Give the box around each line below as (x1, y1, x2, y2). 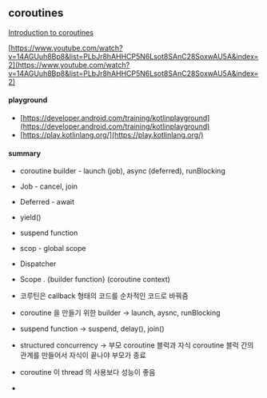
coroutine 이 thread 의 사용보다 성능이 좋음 (19, 368, 156, 377)
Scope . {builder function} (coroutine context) (19, 275, 170, 285)
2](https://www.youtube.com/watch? (8, 60, 130, 70)
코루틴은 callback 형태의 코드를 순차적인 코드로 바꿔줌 (19, 291, 189, 300)
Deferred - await (19, 197, 74, 207)
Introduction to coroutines (8, 27, 94, 37)
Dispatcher (19, 259, 57, 269)
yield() (19, 213, 42, 222)
